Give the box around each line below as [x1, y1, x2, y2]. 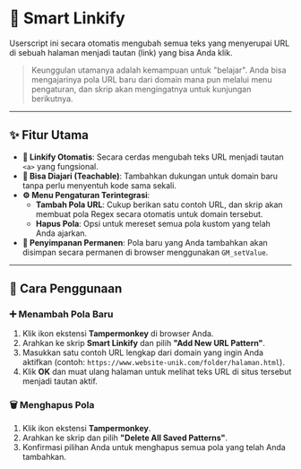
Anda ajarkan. [35, 228, 88, 239]
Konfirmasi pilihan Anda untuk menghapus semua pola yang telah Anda [21, 441, 287, 452]
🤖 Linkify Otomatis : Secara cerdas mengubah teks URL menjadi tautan [21, 152, 284, 162]
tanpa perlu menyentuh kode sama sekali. [21, 179, 177, 191]
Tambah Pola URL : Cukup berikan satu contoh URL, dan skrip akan [35, 199, 284, 210]
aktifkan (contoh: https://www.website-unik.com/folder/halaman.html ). [21, 357, 285, 368]
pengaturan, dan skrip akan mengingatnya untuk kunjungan [30, 83, 252, 94]
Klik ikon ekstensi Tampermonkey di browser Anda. [21, 328, 214, 339]
